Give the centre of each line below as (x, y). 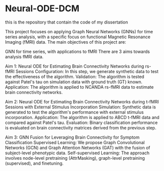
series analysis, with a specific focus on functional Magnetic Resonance (78, 37)
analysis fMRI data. (24, 56)
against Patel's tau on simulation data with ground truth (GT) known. (74, 82)
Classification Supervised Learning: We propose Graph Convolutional (75, 142)
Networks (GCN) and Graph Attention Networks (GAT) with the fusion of (78, 147)
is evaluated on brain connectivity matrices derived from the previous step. (81, 127)
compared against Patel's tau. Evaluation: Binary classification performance (82, 122)
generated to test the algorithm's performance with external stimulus (74, 112)
